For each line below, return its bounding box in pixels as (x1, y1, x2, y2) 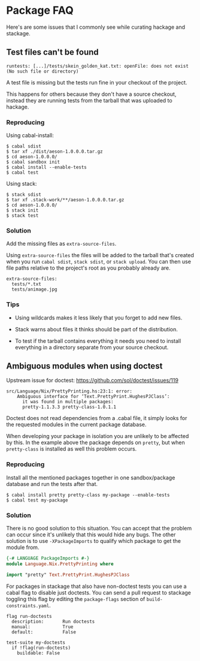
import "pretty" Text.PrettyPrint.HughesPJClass (6, 572, 130, 578)
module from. (6, 544, 40, 551)
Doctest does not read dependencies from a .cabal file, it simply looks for (6, 415, 187, 422)
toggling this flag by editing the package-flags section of (6, 595, 146, 602)
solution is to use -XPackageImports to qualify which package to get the (6, 538, 181, 545)
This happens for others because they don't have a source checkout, (6, 90, 177, 98)
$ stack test (6, 213, 39, 219)
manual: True (11, 624, 74, 630)
